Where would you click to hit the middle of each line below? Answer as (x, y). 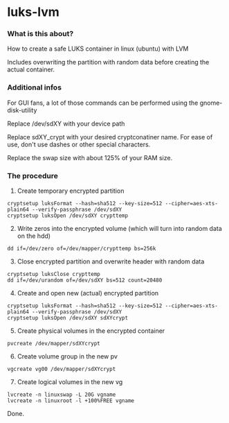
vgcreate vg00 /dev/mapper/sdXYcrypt (62, 369)
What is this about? (40, 34)
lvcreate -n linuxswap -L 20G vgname (62, 395)
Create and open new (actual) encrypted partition (88, 293)
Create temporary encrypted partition (71, 191)
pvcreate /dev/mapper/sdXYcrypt (54, 344)
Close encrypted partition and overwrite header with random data (111, 261)
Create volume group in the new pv (67, 356)
